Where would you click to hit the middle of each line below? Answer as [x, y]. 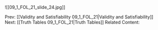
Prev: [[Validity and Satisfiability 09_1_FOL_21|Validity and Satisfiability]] [79, 17]
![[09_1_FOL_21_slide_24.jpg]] [35, 7]
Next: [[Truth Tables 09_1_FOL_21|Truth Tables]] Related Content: [72, 22]
